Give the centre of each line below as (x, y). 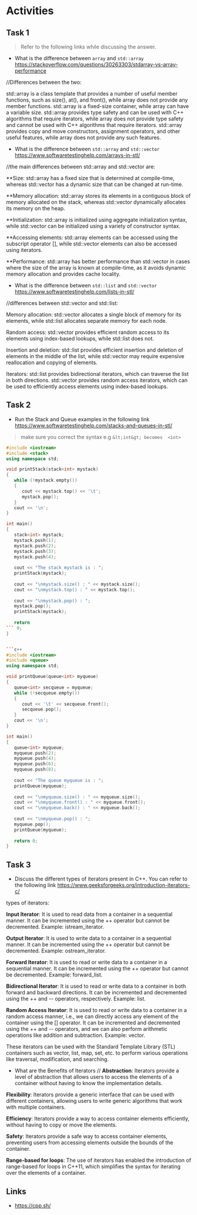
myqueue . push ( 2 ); (35, 753)
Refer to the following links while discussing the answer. (88, 47)
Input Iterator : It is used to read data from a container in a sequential (89, 914)
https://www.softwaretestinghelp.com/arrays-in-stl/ (77, 155)
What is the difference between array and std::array (79, 58)
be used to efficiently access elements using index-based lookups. (87, 387)
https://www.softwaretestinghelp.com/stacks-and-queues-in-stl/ (93, 425)
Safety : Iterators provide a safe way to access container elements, (87, 1137)
